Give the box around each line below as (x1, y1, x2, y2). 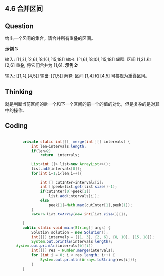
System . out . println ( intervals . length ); (31, 239, 113, 244)
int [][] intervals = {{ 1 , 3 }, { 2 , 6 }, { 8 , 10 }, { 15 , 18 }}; (31, 234, 155, 240)
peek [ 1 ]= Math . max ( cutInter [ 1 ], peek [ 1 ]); (48, 203, 133, 208)
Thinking (5, 88, 33, 96)
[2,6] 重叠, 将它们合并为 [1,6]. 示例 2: (5, 62, 79, 68)
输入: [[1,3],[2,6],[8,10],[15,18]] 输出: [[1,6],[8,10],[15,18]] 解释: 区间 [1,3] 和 (5, 56, 151, 62)
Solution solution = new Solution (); (31, 230, 109, 235)
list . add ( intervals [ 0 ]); (31, 166, 82, 171)
